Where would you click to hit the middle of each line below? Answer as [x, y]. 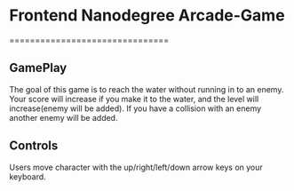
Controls [34, 146]
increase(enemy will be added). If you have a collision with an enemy [135, 108]
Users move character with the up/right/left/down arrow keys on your [136, 167]
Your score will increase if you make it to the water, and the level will [134, 99]
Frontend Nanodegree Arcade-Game [147, 16]
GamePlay [38, 68]
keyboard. [28, 176]
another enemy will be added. [64, 117]
